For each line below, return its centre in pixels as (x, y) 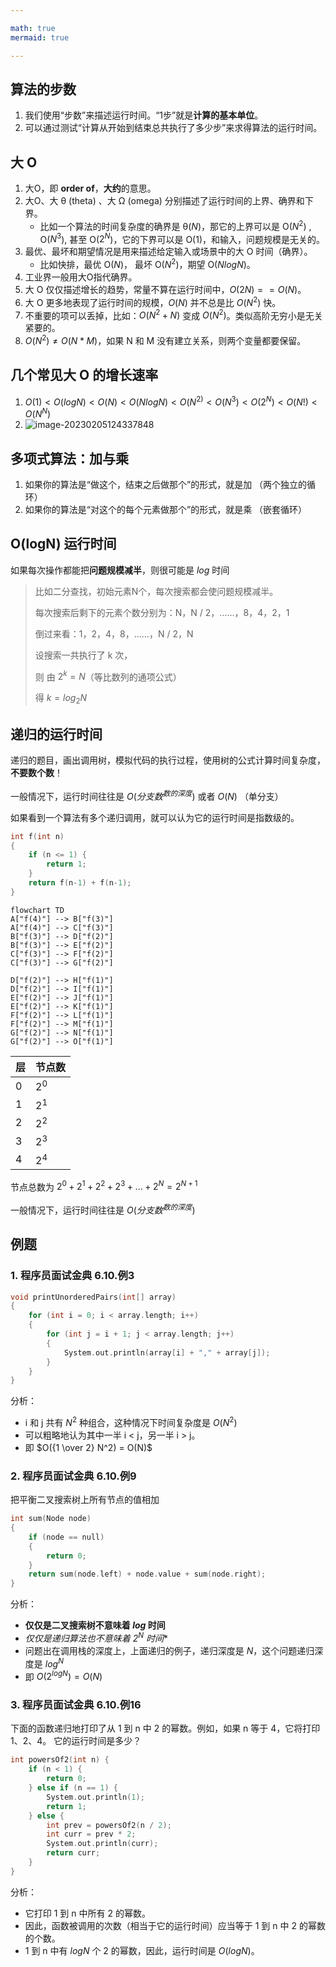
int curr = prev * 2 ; (91, 1834)
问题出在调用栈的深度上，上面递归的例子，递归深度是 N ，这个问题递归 (169, 1650)
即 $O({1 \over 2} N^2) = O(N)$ (88, 1447)
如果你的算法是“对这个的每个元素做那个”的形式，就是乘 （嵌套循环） (166, 509)
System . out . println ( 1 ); (95, 1797)
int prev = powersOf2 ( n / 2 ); (109, 1825)
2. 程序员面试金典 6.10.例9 (73, 1476)
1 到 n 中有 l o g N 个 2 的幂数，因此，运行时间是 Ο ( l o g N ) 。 (142, 1950)
